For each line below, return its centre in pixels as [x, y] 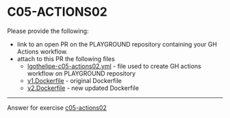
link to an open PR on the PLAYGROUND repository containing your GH [117, 44]
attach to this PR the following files [66, 58]
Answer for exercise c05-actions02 [57, 108]
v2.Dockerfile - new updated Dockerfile [83, 88]
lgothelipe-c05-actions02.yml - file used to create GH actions [114, 66]
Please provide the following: [48, 31]
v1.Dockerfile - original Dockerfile [74, 80]
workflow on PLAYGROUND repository [81, 73]
